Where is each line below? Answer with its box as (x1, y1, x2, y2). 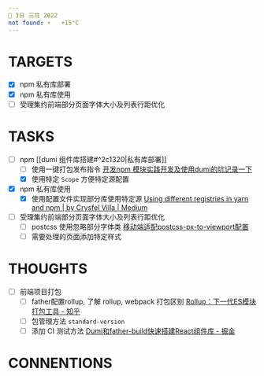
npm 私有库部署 (19, 79, 71, 89)
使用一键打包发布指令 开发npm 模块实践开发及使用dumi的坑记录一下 (31, 164, 253, 174)
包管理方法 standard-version (31, 316, 125, 326)
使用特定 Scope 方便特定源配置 (31, 174, 130, 183)
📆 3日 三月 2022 (8, 11, 58, 20)
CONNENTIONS (8, 355, 113, 372)
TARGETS (8, 53, 73, 71)
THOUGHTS (8, 260, 88, 278)
